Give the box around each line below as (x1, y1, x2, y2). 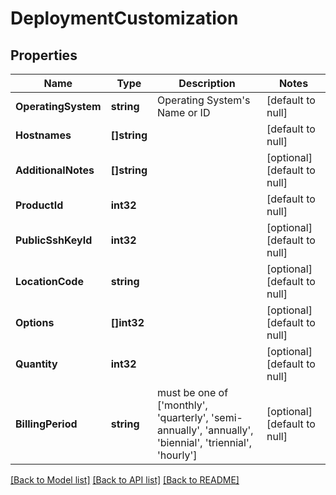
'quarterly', (157, 411, 209, 424)
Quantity (15, 357, 58, 371)
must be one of (157, 386, 229, 399)
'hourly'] (157, 448, 198, 462)
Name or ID (157, 106, 211, 119)
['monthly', (157, 398, 208, 412)
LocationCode (15, 275, 84, 288)
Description (178, 77, 236, 90)
